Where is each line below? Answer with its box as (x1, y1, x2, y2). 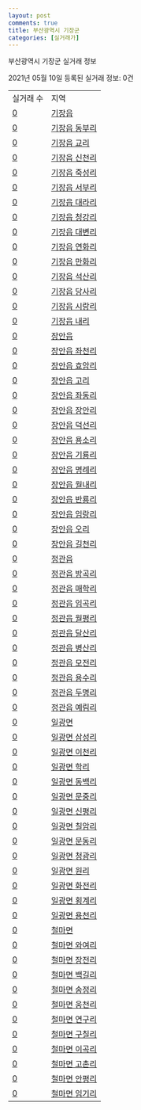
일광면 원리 (50, 865, 91, 876)
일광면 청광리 (50, 851, 97, 862)
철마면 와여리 (50, 940, 97, 951)
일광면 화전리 (50, 880, 97, 891)
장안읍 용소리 (50, 435, 97, 446)
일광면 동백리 (50, 776, 97, 788)
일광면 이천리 (50, 746, 97, 757)
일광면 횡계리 (50, 895, 97, 906)
